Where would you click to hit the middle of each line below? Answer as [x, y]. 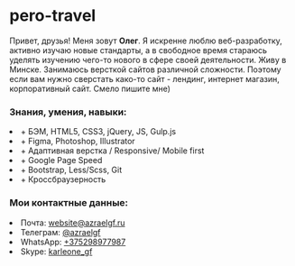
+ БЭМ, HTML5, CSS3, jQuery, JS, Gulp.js [99, 132]
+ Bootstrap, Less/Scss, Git [72, 170]
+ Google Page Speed [62, 161]
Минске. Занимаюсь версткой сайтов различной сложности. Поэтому [145, 69]
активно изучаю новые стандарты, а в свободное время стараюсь [138, 50]
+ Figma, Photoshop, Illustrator [78, 142]
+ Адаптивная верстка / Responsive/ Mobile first [113, 151]
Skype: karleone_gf [57, 251]
